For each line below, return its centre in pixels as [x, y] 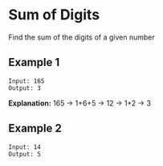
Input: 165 [26, 81]
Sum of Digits [54, 15]
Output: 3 [25, 88]
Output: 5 [25, 154]
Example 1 [34, 62]
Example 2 [35, 129]
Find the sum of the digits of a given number [81, 37]
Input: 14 [25, 147]
